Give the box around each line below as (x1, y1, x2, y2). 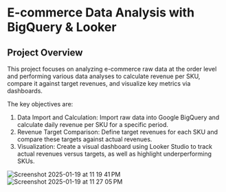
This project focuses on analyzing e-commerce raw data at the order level (7, 65, 217, 73)
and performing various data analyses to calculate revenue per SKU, (7, 72, 201, 80)
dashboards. (7, 87, 43, 95)
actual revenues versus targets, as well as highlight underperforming (16, 149, 212, 158)
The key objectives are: (7, 100, 74, 108)
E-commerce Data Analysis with (7, 5, 194, 21)
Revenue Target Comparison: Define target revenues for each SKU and (16, 128, 218, 136)
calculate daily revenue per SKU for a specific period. (16, 121, 169, 128)
